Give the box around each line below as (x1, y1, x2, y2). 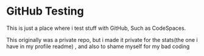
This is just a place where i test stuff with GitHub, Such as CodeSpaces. (6, 24, 186, 32)
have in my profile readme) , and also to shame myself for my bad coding (6, 43, 190, 50)
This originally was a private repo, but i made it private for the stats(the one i (6, 36, 198, 43)
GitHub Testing (6, 4, 84, 18)
